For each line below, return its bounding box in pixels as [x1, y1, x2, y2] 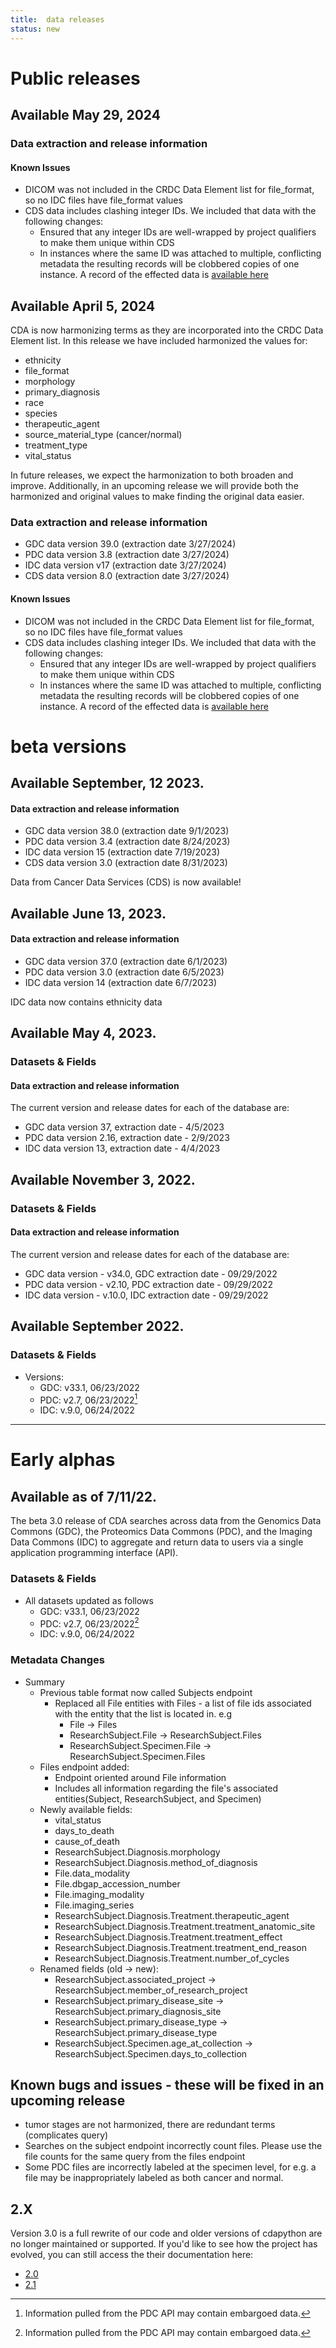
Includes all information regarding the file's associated [54, 1782, 279, 1794]
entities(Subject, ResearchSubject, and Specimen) [54, 1792, 262, 1805]
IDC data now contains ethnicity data [10, 996, 163, 1008]
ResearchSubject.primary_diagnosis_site [54, 2005, 222, 2017]
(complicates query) [24, 2129, 109, 2141]
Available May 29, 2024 [10, 107, 161, 124]
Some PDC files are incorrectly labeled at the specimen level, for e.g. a [24, 2161, 317, 2173]
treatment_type [24, 439, 88, 451]
